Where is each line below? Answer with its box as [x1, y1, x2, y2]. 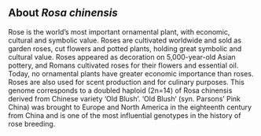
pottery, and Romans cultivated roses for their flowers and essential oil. [8, 61, 239, 70]
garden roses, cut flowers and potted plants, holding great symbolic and [8, 43, 242, 53]
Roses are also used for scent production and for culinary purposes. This [8, 77, 245, 86]
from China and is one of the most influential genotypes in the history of [8, 110, 241, 120]
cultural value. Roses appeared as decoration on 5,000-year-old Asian [8, 52, 236, 61]
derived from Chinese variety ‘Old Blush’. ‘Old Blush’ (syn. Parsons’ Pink [8, 94, 241, 103]
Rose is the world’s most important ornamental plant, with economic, [8, 27, 230, 36]
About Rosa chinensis [8, 6, 118, 20]
